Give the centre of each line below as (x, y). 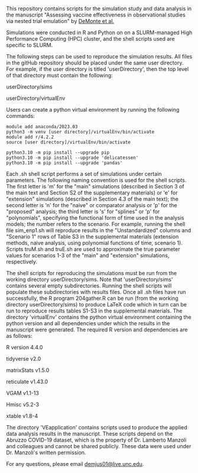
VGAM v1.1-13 (23, 393)
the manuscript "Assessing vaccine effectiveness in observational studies (96, 15)
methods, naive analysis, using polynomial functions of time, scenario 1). (95, 243)
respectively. (22, 262)
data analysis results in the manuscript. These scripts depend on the (90, 434)
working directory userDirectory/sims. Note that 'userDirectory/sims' (90, 279)
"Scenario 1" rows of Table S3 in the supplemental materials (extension (92, 236)
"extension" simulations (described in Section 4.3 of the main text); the (92, 199)
